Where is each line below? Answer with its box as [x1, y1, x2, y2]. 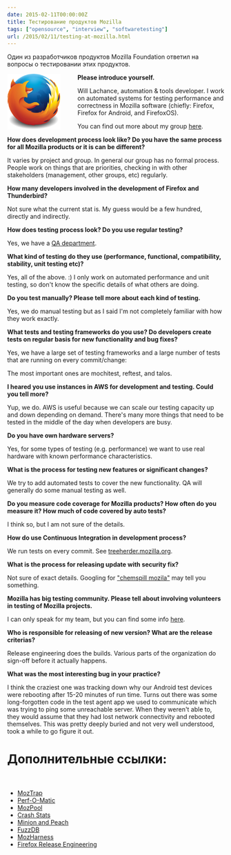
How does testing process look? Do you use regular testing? [7, 226, 183, 234]
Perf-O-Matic [17, 796, 56, 805]
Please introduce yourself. [77, 73, 155, 82]
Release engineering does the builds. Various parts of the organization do [7, 649, 217, 658]
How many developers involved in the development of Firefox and [7, 184, 199, 193]
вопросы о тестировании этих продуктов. [7, 60, 131, 68]
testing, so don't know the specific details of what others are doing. [7, 280, 199, 289]
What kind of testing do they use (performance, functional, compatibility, [7, 253, 222, 261]
